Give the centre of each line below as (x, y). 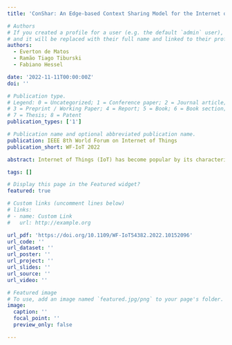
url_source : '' (29, 274)
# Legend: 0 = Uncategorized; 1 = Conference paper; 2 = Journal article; (117, 102)
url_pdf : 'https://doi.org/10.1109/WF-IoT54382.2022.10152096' (100, 235)
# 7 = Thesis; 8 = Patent (44, 115)
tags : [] (20, 172)
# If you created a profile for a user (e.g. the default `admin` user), (116, 32)
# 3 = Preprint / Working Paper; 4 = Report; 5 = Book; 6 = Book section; (117, 109)
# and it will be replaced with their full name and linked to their (109, 39)
